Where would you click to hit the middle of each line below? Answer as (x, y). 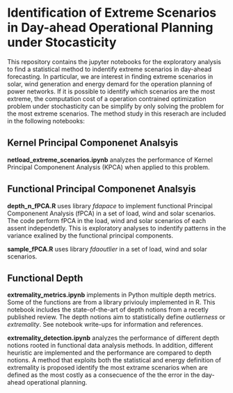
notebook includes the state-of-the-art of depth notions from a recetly (108, 310)
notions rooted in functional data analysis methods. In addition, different (110, 346)
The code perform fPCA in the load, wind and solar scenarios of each (107, 220)
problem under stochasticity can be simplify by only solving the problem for (115, 106)
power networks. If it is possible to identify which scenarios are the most (111, 91)
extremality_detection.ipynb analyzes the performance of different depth (113, 338)
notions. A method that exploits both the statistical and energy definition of (114, 360)
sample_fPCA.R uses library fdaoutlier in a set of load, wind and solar (107, 249)
